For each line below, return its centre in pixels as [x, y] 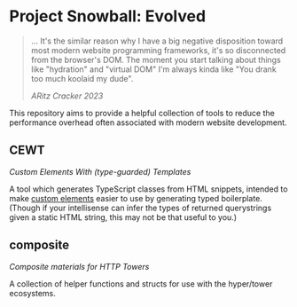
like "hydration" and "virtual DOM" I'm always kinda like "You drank [153, 69]
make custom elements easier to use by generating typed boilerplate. [136, 198]
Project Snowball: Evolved [108, 16]
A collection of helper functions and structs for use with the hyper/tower [141, 283]
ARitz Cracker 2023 [67, 96]
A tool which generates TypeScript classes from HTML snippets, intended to [148, 189]
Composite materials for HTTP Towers [79, 266]
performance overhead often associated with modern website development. [148, 122]
